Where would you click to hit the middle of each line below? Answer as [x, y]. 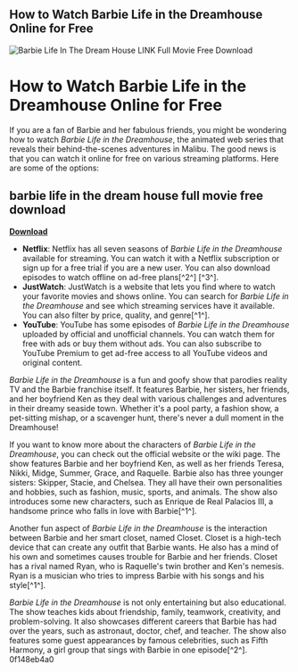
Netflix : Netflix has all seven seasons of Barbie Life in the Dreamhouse [152, 248]
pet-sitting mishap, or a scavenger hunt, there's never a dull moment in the [146, 418]
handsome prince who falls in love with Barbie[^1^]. [103, 510]
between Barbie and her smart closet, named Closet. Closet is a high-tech [145, 537]
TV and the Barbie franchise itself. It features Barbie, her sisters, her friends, [149, 389]
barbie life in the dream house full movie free [136, 196]
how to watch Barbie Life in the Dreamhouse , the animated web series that [146, 139]
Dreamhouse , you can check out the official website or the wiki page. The [145, 453]
